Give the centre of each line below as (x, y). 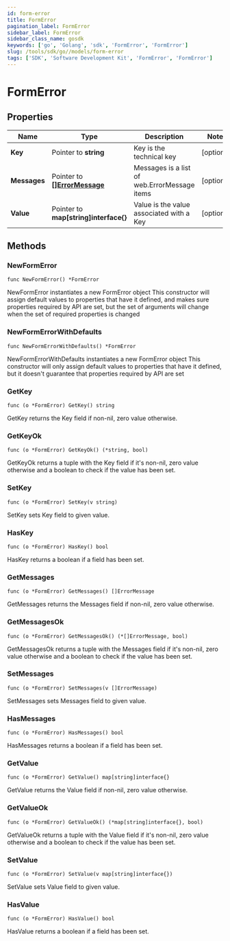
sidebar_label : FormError (44, 33)
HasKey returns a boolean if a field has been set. (76, 559)
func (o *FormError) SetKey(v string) (62, 502)
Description (164, 136)
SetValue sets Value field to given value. (63, 887)
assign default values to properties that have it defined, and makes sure (108, 300)
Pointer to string (78, 152)
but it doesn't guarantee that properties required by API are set (96, 374)
